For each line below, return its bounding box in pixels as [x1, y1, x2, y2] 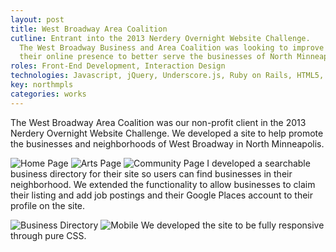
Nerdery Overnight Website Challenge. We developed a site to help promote [10, 127, 324, 139]
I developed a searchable [206, 157, 311, 169]
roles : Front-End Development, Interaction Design [10, 61, 226, 71]
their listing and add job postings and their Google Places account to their [10, 189, 313, 201]
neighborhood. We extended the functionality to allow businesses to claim [10, 178, 316, 190]
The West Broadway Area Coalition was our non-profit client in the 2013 [10, 116, 307, 128]
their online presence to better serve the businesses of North [19, 52, 293, 62]
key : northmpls [10, 80, 74, 90]
